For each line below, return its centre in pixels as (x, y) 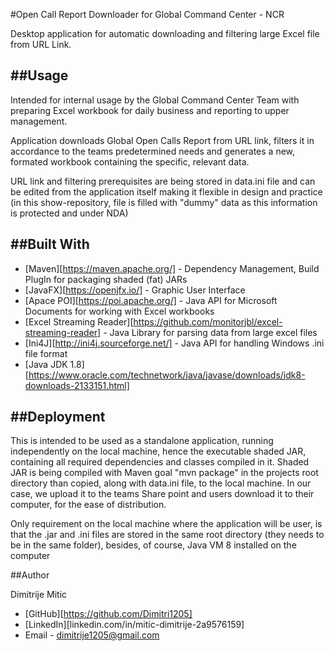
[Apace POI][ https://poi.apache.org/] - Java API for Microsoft (151, 300)
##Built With (50, 244)
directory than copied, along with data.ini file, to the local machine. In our (161, 483)
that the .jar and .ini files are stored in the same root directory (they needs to (167, 535)
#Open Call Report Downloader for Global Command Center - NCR (147, 14)
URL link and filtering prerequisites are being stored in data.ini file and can (163, 181)
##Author (30, 575)
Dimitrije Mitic (39, 595)
